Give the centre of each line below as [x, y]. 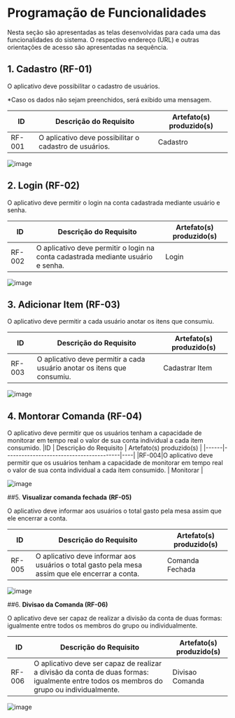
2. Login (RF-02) [44, 186]
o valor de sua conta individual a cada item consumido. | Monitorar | [105, 470]
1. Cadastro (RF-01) [50, 69]
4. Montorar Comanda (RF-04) [75, 416]
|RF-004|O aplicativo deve [175, 455]
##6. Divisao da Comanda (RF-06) [58, 605]
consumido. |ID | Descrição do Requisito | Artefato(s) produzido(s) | [105, 448]
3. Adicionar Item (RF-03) [64, 304]
